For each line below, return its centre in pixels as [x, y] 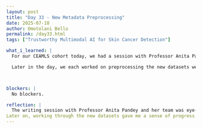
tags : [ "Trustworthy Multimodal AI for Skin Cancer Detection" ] [88, 40]
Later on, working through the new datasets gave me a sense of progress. [102, 116]
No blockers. [28, 94]
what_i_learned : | [29, 51]
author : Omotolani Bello [37, 29]
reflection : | [24, 105]
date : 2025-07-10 [28, 23]
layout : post [23, 12]
